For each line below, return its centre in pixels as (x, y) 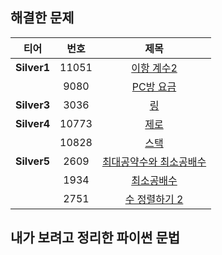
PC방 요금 (154, 86)
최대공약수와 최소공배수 (154, 161)
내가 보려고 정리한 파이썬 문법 (95, 238)
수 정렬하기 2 (154, 199)
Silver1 (33, 67)
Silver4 (33, 123)
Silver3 (33, 105)
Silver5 (33, 161)
